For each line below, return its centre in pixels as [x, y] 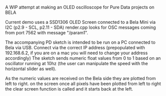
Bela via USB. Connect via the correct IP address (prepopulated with [75, 48]
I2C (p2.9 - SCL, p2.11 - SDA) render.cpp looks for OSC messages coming [81, 27]
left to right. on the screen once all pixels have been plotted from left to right [83, 84]
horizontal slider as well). [31, 69]
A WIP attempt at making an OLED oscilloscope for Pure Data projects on [80, 7]
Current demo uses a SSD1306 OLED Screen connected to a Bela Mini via [80, 22]
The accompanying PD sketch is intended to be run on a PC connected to [80, 42]
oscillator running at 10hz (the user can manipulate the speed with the [77, 63]
